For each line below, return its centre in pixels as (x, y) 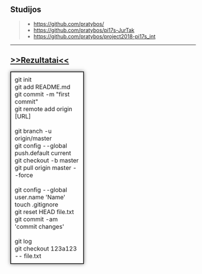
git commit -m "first (42, 94)
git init (23, 79)
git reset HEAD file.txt (44, 212)
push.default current (43, 153)
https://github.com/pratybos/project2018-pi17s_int (95, 36)
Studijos (26, 10)
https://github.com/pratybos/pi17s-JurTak (84, 30)
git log (24, 241)
